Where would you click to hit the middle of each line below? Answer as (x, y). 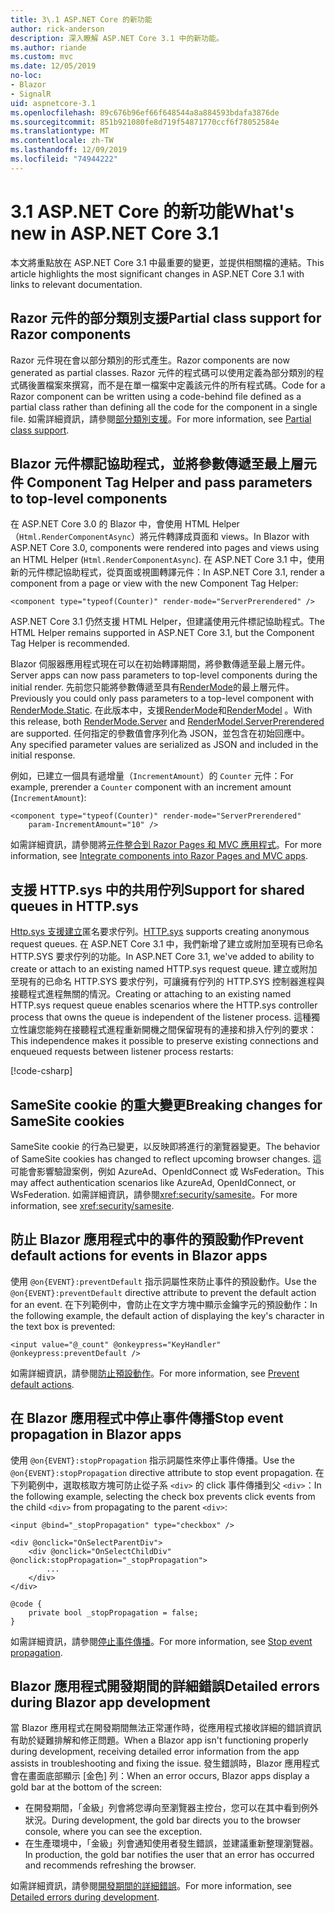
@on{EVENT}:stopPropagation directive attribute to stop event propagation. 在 (167, 1472)
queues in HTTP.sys (74, 906)
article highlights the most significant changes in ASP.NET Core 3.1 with (157, 273)
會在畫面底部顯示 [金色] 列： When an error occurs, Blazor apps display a (160, 1776)
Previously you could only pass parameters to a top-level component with (162, 698)
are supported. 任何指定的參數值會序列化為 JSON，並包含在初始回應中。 (160, 733)
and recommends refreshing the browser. (110, 1865)
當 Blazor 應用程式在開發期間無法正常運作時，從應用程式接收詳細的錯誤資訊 (166, 1728)
